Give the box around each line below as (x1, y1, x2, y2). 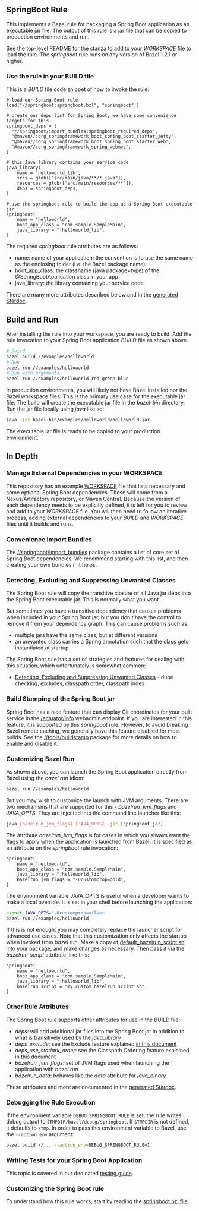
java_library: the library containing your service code (14, 279, 144, 287)
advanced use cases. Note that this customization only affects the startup (6, 932, 187, 939)
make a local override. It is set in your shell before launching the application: (6, 898, 192, 906)
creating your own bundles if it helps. (6, 562, 97, 569)
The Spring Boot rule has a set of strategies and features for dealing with (6, 656, 185, 663)
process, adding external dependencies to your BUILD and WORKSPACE (6, 514, 184, 521)
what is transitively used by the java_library (14, 1034, 121, 1041)
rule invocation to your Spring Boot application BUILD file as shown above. (6, 336, 188, 343)
